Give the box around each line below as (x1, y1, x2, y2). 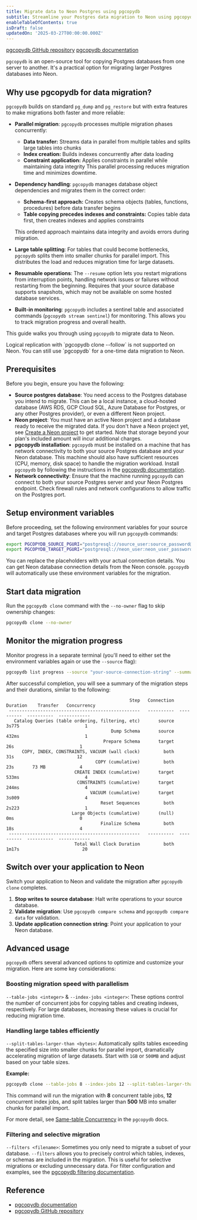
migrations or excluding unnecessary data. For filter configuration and (6, 1163, 175, 1170)
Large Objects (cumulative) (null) (71, 810, 175, 816)
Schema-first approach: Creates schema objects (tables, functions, (23, 198, 189, 205)
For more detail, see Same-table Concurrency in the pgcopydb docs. (6, 1116, 169, 1123)
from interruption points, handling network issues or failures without (14, 276, 179, 283)
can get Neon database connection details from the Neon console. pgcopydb (6, 564, 189, 571)
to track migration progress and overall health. (14, 318, 127, 326)
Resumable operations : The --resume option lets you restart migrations (14, 269, 187, 276)
